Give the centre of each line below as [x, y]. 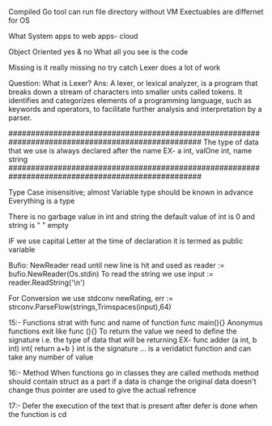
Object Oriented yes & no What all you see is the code [98, 52]
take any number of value [51, 357]
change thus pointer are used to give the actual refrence [102, 390]
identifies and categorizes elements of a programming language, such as [130, 100]
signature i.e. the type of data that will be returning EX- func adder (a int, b [133, 340]
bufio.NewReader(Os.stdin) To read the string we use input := [111, 274]
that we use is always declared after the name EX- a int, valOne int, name [130, 151]
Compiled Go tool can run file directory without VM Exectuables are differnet [136, 12]
